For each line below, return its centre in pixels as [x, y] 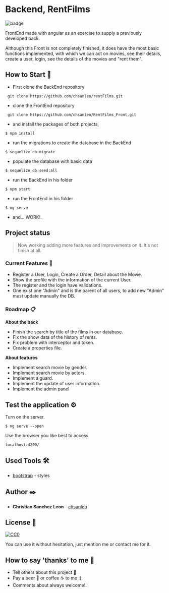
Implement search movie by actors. [49, 373]
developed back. [23, 38]
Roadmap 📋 [21, 309]
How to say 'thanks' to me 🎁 [50, 560]
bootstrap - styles [31, 476]
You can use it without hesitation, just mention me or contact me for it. [78, 544]
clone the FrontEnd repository [43, 105]
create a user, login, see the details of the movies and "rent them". [74, 58]
